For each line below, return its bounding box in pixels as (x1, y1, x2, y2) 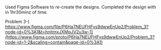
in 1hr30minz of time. (5, 9, 48, 15)
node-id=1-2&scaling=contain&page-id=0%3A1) (5, 39, 103, 45)
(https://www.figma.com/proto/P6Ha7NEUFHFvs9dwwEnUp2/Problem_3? (5, 34, 155, 40)
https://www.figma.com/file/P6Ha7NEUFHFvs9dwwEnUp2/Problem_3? (5, 24, 149, 30)
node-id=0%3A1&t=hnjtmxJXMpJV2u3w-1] (5, 29, 94, 34)
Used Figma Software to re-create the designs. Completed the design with (5, 4, 157, 10)
